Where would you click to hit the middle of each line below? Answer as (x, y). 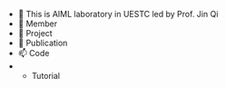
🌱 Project (35, 33)
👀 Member (37, 24)
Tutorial (46, 76)
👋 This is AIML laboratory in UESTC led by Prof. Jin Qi (118, 14)
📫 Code (34, 53)
